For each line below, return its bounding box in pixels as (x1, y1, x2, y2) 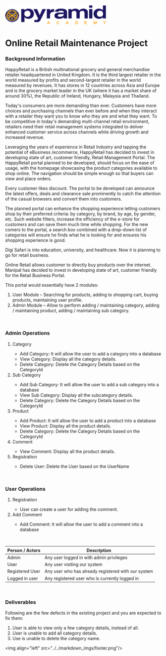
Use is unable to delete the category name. (12, 636, 101, 642)
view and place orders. (5, 176, 52, 182)
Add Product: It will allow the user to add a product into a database (19, 418, 156, 424)
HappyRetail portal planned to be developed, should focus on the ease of (5, 160, 155, 166)
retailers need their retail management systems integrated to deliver (5, 124, 144, 130)
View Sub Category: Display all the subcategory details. (19, 392, 134, 398)
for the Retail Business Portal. (5, 272, 65, 279)
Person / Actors (7, 547, 41, 553)
